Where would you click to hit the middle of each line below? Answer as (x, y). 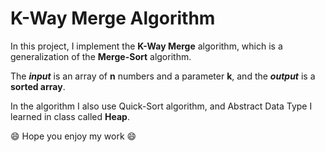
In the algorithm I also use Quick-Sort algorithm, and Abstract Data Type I (161, 106)
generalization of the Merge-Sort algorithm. (101, 56)
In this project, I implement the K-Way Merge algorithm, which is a (146, 46)
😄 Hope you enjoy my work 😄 (73, 136)
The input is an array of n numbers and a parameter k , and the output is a (163, 76)
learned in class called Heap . (70, 116)
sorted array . (38, 86)
